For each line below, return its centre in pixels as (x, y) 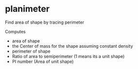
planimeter (27, 9)
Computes (15, 31)
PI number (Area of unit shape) (43, 61)
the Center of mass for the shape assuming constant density (72, 46)
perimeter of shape (31, 51)
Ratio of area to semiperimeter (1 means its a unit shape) (68, 56)
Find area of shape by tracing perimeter (45, 22)
